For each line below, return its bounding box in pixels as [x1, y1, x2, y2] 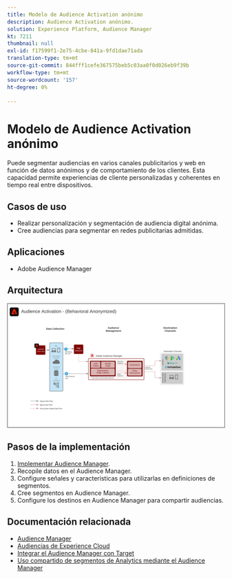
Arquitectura [7, 284, 63, 296]
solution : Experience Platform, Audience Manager [7, 25, 153, 32]
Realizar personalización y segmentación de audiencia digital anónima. [17, 219, 219, 227]
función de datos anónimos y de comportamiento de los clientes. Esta [7, 166, 205, 175]
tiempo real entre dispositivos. [7, 181, 93, 189]
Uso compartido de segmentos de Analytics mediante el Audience [17, 556, 205, 565]
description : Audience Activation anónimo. [7, 18, 134, 25]
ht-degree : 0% [7, 83, 48, 91]
